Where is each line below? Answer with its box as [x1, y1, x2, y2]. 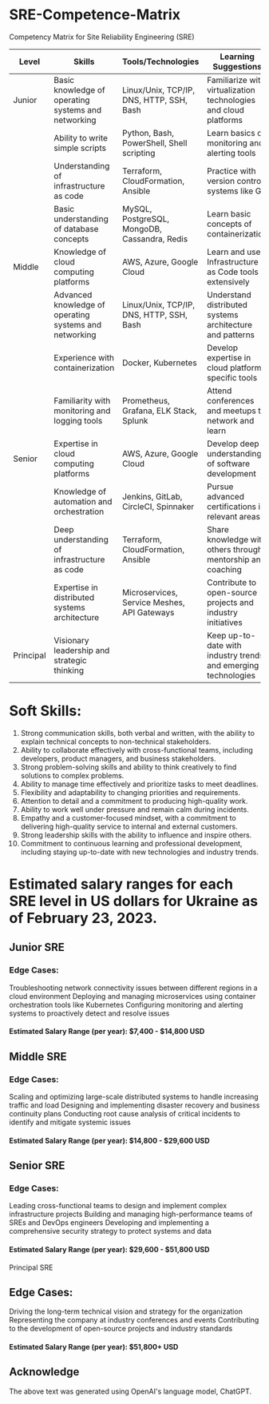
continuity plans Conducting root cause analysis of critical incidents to [9, 1109, 240, 1119]
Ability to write [53, 132, 109, 143]
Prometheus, [121, 395, 170, 406]
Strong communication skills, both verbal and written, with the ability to [20, 728, 255, 738]
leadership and [53, 645, 110, 656]
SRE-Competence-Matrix [9, 6, 180, 24]
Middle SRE [9, 1049, 67, 1064]
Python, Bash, [121, 127, 175, 138]
